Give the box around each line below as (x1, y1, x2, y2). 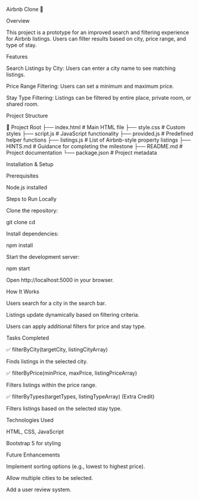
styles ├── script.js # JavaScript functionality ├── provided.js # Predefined (6, 130, 194, 137)
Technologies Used (6, 417, 54, 424)
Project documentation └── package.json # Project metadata (6, 149, 157, 156)
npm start (6, 265, 30, 272)
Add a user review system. (6, 486, 71, 493)
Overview (6, 17, 30, 24)
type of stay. (6, 42, 37, 48)
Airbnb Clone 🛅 (6, 6, 43, 13)
